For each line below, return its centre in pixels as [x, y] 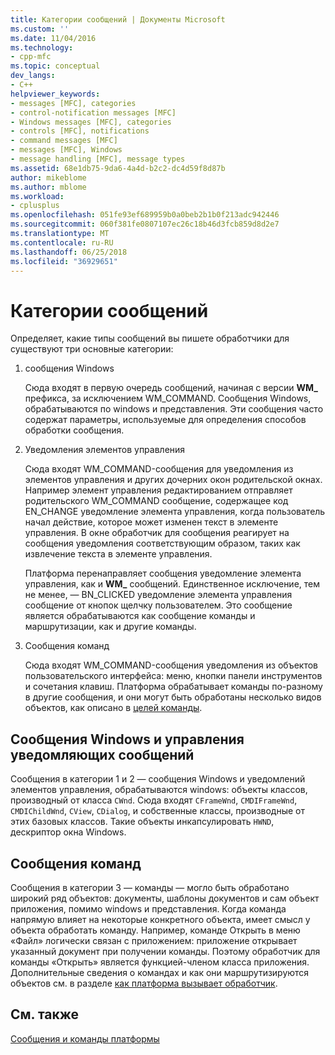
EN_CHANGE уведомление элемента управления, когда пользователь [175, 512]
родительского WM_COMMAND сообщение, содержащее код [156, 501]
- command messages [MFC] [64, 141]
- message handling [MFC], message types [98, 159]
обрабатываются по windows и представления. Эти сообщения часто [174, 409]
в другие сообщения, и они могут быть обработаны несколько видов [173, 697]
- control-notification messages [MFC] [93, 112]
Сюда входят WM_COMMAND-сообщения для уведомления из [159, 469]
